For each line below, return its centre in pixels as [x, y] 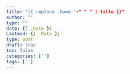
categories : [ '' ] [28, 56]
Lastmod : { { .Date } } [33, 34]
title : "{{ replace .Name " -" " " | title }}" [65, 12]
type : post [20, 39]
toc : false [20, 51]
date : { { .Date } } [29, 28]
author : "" [20, 17]
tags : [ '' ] [20, 61]
